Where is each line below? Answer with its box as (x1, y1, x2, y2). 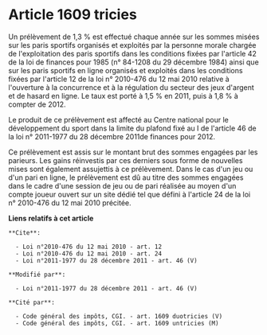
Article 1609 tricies (8, 6, 137, 24)
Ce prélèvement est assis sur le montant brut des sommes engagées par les (8, 147, 258, 157)
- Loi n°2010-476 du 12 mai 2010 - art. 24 (15, 249, 162, 258)
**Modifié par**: (8, 271, 66, 279)
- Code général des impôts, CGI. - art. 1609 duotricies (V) (15, 312, 223, 320)
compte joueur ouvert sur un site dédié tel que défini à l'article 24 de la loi (8, 189, 251, 199)
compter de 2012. (8, 99, 66, 109)
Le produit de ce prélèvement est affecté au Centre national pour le (8, 115, 230, 124)
